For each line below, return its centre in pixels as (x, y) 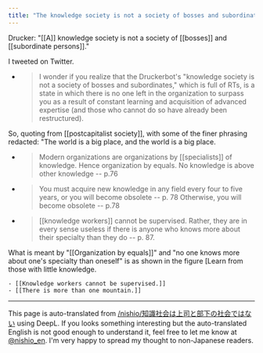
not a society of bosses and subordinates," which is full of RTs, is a (147, 85)
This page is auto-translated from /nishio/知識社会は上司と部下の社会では (126, 313)
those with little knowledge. (52, 269)
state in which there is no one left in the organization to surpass (141, 93)
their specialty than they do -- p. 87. (97, 237)
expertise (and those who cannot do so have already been (133, 110)
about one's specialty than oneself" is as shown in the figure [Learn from (126, 260)
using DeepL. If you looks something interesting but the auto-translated (132, 323)
